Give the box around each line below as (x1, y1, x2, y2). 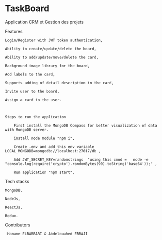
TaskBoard (5, 3, 49, 14)
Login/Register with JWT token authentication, (5, 37, 103, 43)
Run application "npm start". (14, 170, 75, 175)
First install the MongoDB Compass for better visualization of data (14, 123, 158, 128)
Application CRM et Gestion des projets (5, 19, 84, 25)
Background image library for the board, (5, 63, 90, 68)
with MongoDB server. (5, 127, 49, 132)
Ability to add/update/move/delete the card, (5, 55, 98, 60)
